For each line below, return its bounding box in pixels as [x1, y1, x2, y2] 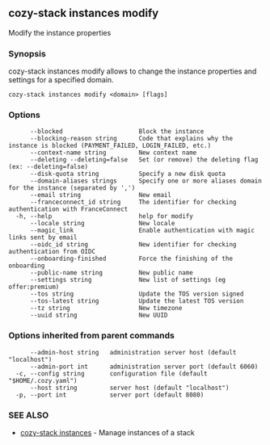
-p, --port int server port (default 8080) [15, 391, 205, 399]
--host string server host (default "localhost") [29, 384, 230, 392]
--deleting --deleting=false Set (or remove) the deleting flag [29, 156, 259, 164]
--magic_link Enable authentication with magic [29, 226, 255, 235]
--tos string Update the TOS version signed [29, 290, 244, 298]
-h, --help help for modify [15, 212, 194, 220]
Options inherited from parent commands [8, 330, 175, 342]
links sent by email [8, 233, 78, 241]
